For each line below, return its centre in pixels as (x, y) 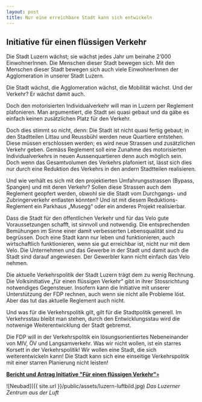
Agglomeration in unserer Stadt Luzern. (55, 76)
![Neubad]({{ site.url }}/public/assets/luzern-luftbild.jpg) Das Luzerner (93, 386)
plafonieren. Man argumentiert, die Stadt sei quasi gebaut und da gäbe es (98, 112)
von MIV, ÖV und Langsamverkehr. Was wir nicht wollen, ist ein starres (94, 343)
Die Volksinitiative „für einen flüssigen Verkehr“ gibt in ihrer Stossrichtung (98, 282)
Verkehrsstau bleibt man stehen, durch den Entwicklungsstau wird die (93, 319)
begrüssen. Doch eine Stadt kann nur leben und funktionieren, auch (90, 237)
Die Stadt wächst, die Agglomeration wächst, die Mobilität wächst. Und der (99, 88)
